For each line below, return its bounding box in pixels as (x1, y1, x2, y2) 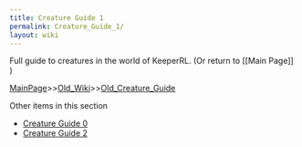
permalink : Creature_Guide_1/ (9, 22, 125, 31)
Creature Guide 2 (22, 128, 89, 139)
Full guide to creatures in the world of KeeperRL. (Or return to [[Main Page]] (9, 56, 294, 67)
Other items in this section (9, 100, 108, 111)
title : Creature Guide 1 (9, 13, 104, 23)
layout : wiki (9, 30, 59, 39)
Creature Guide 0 (22, 118, 89, 129)
